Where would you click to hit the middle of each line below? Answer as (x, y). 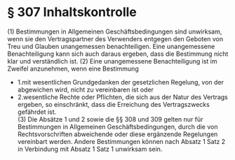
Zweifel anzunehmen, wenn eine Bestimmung (73, 68)
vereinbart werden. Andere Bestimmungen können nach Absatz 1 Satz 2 (121, 141)
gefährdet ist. (37, 112)
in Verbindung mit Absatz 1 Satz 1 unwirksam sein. (90, 149)
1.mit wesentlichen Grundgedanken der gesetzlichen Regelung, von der (121, 82)
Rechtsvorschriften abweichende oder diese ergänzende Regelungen (117, 134)
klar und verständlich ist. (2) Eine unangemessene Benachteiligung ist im (112, 61)
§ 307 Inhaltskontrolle (72, 12)
